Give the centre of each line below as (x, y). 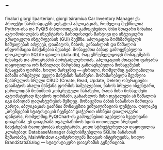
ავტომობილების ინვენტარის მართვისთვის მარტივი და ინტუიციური (74, 34)
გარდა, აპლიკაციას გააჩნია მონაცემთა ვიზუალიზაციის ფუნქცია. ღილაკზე (81, 106)
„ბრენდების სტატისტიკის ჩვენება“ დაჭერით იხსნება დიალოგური (72, 111)
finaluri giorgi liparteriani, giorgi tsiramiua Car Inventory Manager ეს (72, 18)
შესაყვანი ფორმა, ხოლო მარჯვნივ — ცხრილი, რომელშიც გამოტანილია (80, 70)
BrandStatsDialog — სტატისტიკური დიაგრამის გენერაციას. (65, 142)
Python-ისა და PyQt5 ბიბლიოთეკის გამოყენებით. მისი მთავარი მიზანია (79, 29)
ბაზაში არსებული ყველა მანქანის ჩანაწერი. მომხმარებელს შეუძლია (75, 75)
